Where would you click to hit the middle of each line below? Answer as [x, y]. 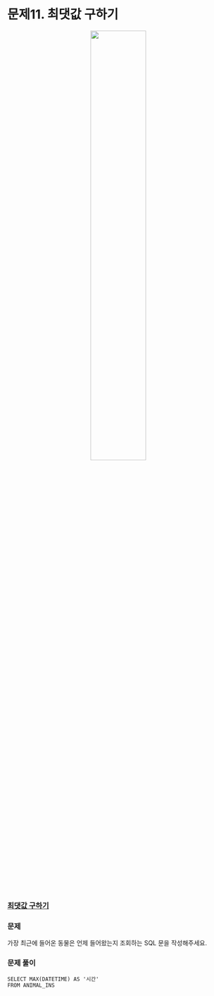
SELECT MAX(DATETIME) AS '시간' [53, 979]
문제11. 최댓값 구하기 [63, 14]
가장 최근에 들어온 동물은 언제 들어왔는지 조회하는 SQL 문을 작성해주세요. [107, 943]
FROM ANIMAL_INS [31, 985]
